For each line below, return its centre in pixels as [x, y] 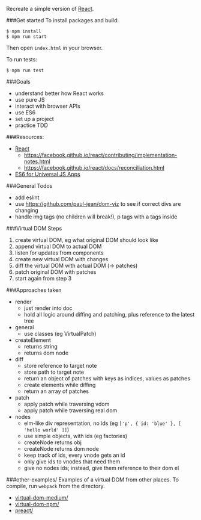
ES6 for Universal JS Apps [47, 174]
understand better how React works [59, 93]
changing [27, 210]
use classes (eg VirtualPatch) [60, 334]
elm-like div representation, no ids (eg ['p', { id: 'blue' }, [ [102, 423]
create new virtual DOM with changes [61, 259]
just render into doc [48, 308]
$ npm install [24, 31]
